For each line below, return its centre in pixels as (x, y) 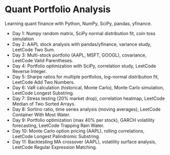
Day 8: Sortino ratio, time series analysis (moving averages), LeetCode (86, 109)
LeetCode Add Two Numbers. (43, 82)
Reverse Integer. (29, 71)
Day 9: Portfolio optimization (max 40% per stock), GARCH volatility (83, 120)
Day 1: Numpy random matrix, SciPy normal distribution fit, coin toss (84, 33)
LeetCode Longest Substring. (43, 93)
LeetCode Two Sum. (34, 49)
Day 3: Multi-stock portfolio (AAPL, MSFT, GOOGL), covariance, (79, 55)
